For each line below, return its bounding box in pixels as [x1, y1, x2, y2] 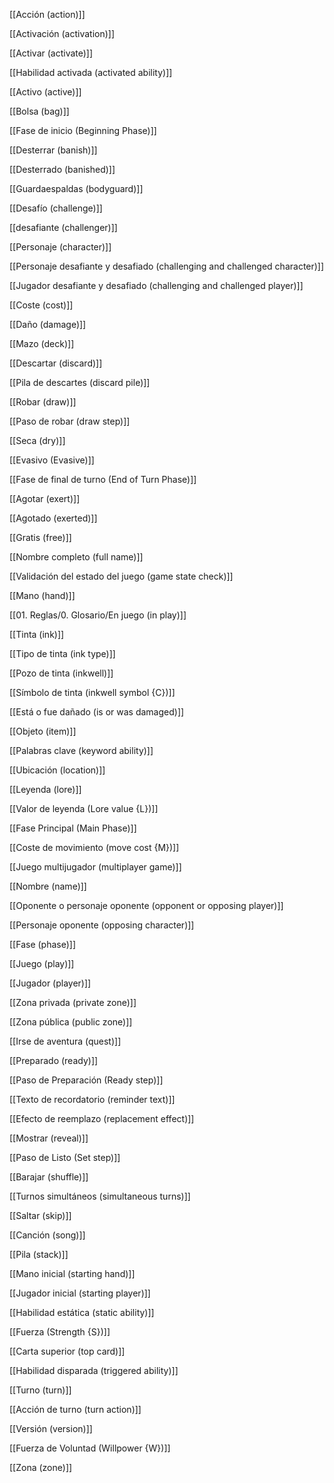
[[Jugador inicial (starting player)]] [9, 1287, 151, 1299]
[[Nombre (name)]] [9, 880, 87, 892]
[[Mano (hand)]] [9, 590, 76, 601]
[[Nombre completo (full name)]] [9, 551, 144, 563]
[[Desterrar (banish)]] [9, 144, 98, 156]
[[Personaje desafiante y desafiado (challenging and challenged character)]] [9, 260, 325, 272]
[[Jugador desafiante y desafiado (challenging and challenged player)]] [9, 280, 304, 291]
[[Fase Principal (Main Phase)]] [9, 822, 137, 834]
